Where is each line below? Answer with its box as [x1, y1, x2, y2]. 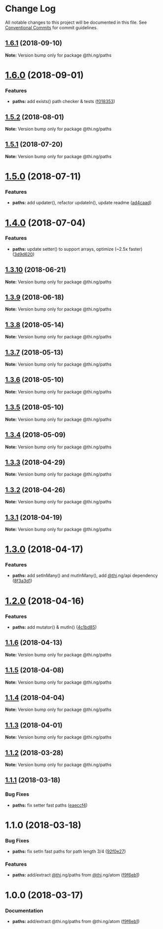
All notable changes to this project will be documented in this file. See [5, 19, 147, 25]
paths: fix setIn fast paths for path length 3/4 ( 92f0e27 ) [12, 848, 126, 855]
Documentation [5, 907, 43, 914]
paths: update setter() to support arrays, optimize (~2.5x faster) [12, 246, 143, 252]
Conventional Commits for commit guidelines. [5, 24, 98, 30]
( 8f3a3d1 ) [12, 578, 33, 584]
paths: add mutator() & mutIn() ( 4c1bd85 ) [12, 624, 97, 630]
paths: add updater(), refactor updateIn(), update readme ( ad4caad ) [12, 200, 152, 206]
